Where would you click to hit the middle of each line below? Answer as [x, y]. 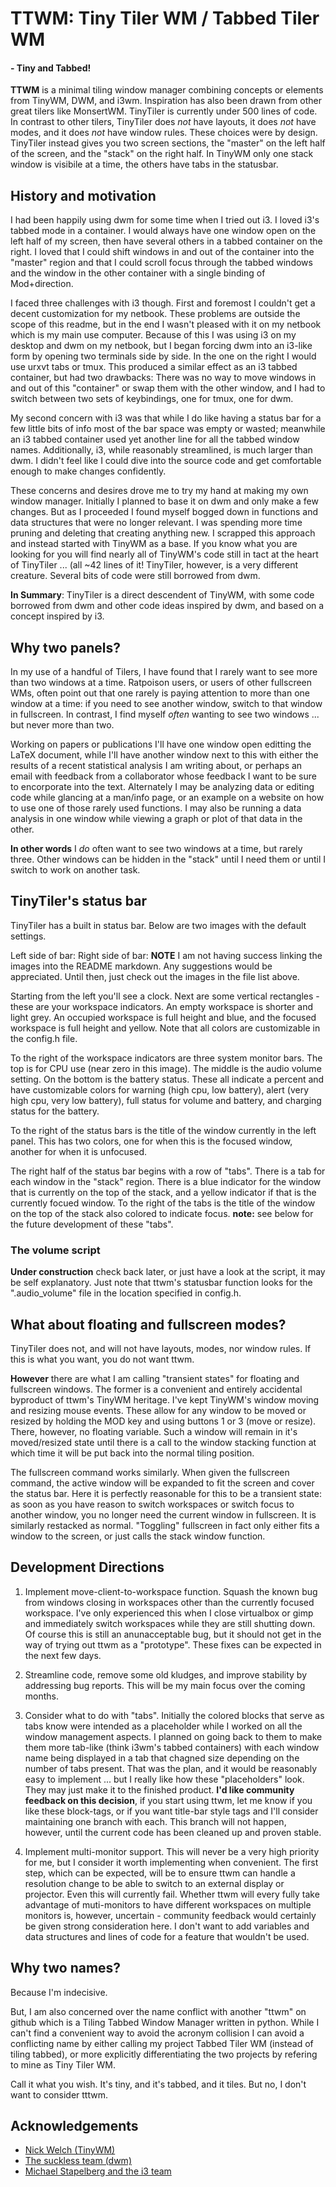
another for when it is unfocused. [79, 1151]
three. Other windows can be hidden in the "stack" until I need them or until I [168, 859]
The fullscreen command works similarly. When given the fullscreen [150, 1472]
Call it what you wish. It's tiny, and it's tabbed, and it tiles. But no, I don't [158, 2084]
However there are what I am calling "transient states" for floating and [155, 1378]
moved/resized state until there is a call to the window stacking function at [163, 1442]
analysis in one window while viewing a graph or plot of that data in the [156, 819]
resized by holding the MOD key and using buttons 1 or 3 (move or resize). [163, 1421]
